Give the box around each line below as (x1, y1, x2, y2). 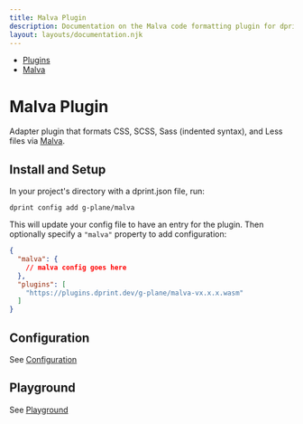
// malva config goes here (25, 263, 127, 272)
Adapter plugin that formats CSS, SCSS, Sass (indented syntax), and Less (9, 126, 283, 137)
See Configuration (9, 353, 78, 364)
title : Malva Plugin (9, 13, 87, 23)
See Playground (9, 404, 69, 415)
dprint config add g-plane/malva (9, 203, 135, 212)
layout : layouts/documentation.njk (9, 30, 143, 39)
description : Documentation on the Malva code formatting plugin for (9, 22, 277, 31)
